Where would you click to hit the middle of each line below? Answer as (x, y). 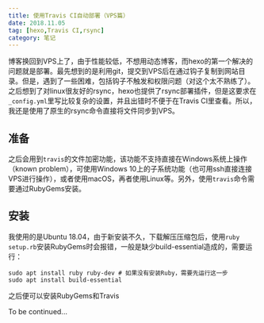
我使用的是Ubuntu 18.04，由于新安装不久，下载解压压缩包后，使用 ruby (124, 236)
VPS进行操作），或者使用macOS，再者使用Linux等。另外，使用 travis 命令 (128, 179)
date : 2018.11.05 (37, 23)
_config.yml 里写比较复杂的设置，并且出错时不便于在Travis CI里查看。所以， (132, 101)
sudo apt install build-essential (65, 280)
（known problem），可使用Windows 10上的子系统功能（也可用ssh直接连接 (130, 169)
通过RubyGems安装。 (50, 189)
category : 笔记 (32, 38)
